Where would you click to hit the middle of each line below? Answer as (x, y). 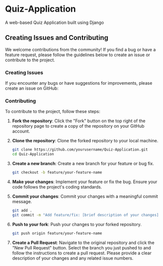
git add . (22, 210)
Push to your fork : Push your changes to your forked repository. (77, 224)
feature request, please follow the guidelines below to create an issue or (78, 55)
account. (21, 131)
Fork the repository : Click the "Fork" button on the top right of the (79, 121)
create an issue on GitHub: (32, 88)
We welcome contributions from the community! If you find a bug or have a (81, 49)
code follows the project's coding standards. (57, 187)
